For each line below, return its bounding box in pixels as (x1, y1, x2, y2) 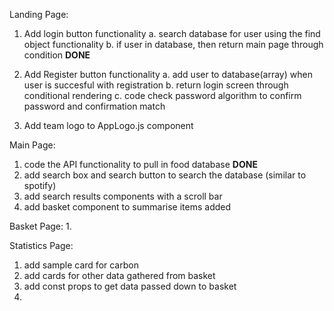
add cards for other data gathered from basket (23, 270, 216, 281)
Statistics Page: (9, 240, 74, 251)
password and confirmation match (23, 100, 166, 112)
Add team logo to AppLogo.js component (23, 120, 194, 131)
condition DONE (23, 49, 91, 61)
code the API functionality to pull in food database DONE (23, 159, 258, 170)
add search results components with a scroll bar (23, 190, 223, 202)
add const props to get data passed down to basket (23, 280, 237, 292)
